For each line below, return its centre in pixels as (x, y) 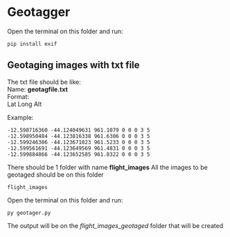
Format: (18, 96)
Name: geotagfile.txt (37, 89)
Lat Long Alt (25, 104)
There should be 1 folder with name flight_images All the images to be (107, 167)
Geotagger (39, 12)
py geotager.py (29, 213)
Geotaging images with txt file (73, 65)
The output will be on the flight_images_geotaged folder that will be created (115, 225)
